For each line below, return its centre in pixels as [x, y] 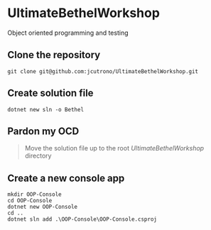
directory [38, 156]
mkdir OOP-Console [34, 195]
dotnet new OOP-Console [43, 207]
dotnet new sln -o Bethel [45, 109]
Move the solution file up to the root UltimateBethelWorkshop [114, 148]
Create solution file [50, 93]
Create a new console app [66, 178]
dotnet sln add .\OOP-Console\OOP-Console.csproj [82, 219]
